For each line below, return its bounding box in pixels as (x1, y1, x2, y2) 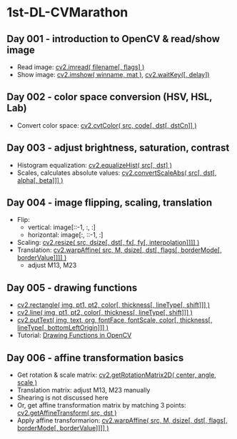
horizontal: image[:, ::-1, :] (27, 231, 104, 239)
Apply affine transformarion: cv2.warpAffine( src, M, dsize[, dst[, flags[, (16, 416, 228, 425)
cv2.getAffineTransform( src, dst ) (16, 408, 117, 418)
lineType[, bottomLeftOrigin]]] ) (16, 323, 109, 332)
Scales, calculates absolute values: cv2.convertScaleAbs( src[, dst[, (16, 168, 217, 177)
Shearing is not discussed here (16, 393, 109, 402)
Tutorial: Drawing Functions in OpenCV (16, 331, 132, 340)
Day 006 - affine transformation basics (6, 351, 184, 364)
